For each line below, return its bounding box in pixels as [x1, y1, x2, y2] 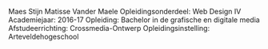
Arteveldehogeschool [8, 32, 79, 41]
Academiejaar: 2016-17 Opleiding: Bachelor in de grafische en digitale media [8, 15, 260, 24]
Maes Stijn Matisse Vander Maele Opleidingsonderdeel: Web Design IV [8, 7, 242, 16]
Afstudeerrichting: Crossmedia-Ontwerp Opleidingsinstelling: [8, 24, 210, 32]
